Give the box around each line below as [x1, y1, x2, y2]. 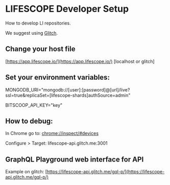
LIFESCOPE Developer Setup [5, 3, 129, 15]
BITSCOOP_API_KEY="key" [5, 102, 63, 108]
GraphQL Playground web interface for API [5, 155, 144, 164]
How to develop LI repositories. [5, 20, 71, 26]
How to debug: [5, 117, 53, 125]
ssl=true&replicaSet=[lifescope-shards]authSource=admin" [5, 92, 131, 98]
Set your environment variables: [5, 73, 110, 82]
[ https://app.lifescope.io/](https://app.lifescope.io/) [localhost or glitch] [5, 58, 155, 64]
